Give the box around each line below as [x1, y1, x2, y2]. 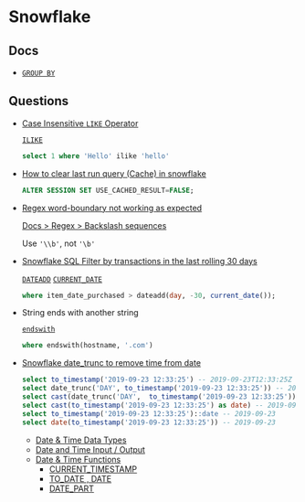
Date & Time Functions [35, 454, 121, 465]
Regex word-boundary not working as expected [21, 202, 203, 213]
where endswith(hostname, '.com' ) [21, 341, 153, 350]
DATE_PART [48, 483, 95, 494]
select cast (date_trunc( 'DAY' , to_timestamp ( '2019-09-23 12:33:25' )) [21, 392, 297, 401]
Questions [8, 93, 69, 109]
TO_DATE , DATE [48, 473, 112, 484]
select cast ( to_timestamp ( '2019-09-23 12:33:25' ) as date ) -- [21, 401, 264, 410]
